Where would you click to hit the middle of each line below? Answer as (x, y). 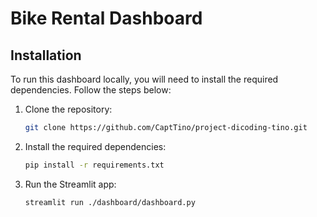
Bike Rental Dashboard (106, 18)
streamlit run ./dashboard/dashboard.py (110, 202)
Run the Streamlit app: (70, 184)
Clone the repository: (68, 109)
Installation (46, 55)
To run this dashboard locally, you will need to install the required (144, 79)
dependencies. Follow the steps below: (91, 90)
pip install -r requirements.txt (94, 165)
